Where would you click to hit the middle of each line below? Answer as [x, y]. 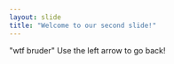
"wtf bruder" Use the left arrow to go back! [87, 50]
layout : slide [36, 17]
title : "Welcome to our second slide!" [83, 25]
